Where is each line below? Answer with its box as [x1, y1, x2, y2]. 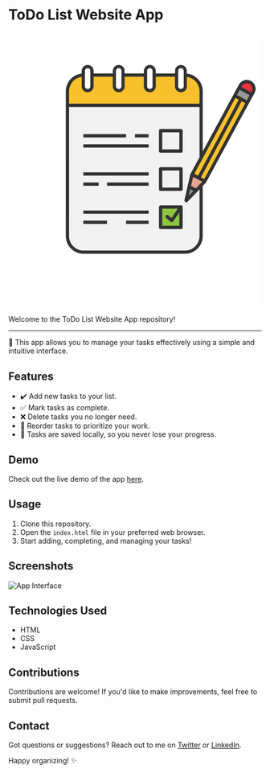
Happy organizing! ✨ [8, 756, 77, 766]
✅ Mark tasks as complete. [19, 403, 110, 413]
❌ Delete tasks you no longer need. [19, 412, 137, 421]
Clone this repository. [19, 519, 92, 528]
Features [8, 369, 54, 383]
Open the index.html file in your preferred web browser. [19, 527, 207, 537]
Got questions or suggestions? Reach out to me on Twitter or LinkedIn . [8, 740, 242, 750]
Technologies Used [8, 603, 107, 617]
